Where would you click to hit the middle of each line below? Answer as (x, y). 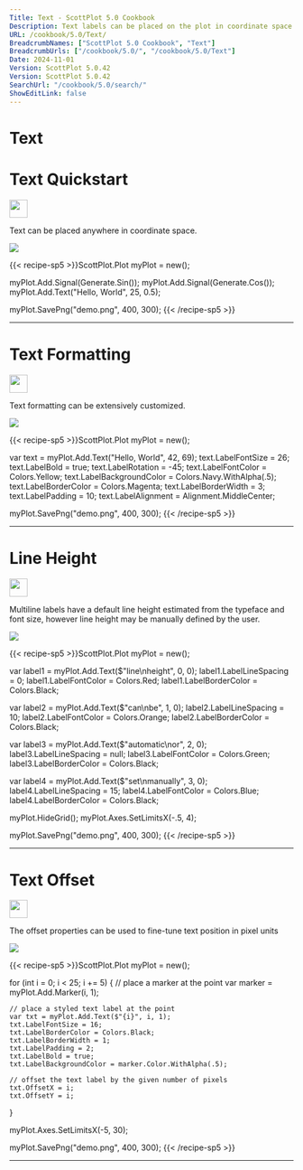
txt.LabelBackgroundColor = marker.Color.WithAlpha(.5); (119, 1064)
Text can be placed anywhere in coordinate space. (103, 230)
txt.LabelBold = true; (52, 1057)
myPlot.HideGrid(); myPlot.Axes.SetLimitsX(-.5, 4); (103, 818)
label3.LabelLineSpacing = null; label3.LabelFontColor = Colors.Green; (140, 753)
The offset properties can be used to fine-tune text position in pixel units (144, 931)
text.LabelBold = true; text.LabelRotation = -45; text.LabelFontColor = (138, 467)
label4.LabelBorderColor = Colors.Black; (84, 800)
